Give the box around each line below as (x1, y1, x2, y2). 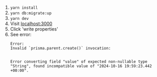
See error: (10, 32, 32, 37)
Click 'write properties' (10, 26, 59, 32)
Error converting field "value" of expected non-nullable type (10, 59, 148, 64)
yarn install (10, 5, 38, 10)
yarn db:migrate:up (10, 11, 52, 16)
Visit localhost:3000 (10, 20, 53, 27)
